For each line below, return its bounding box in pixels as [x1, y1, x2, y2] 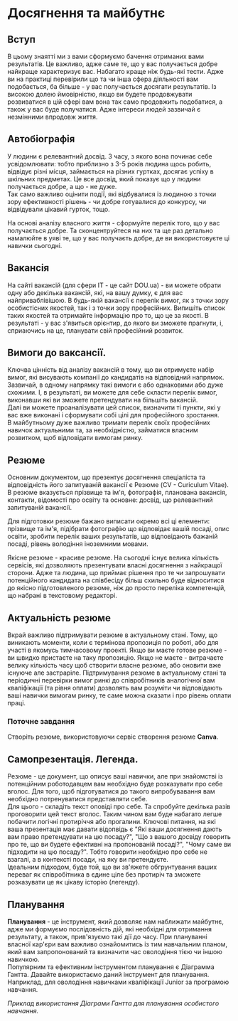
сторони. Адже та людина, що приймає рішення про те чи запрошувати [7, 569, 225, 577]
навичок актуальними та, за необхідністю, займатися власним [7, 426, 198, 434]
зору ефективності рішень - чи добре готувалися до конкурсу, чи [7, 197, 207, 205]
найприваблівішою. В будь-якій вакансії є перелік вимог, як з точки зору [7, 296, 229, 304]
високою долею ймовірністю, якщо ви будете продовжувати [7, 90, 193, 98]
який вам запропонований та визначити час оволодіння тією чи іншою [7, 947, 222, 956]
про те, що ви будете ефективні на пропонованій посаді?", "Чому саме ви [7, 840, 232, 849]
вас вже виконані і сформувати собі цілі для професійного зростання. [7, 411, 220, 419]
